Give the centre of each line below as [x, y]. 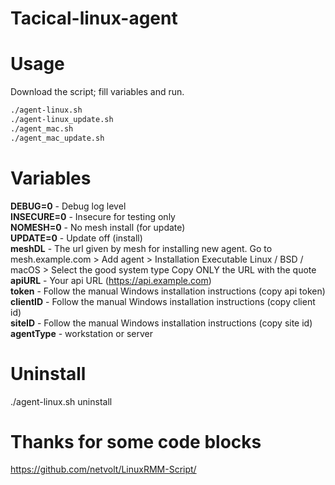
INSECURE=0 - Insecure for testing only [93, 216]
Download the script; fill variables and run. [97, 92]
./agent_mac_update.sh [57, 138]
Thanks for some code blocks [136, 441]
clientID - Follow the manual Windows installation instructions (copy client [163, 301]
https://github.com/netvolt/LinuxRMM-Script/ [103, 469]
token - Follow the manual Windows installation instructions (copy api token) [168, 291]
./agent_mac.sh [42, 128]
